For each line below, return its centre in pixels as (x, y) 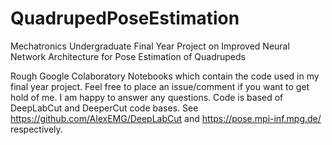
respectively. (36, 129)
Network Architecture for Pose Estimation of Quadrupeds (128, 56)
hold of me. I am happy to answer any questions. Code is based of (147, 97)
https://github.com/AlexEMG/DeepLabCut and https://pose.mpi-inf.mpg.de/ (166, 118)
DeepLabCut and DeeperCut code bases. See (104, 108)
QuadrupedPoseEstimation (125, 18)
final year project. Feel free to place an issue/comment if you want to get (160, 86)
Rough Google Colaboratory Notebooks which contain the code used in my (165, 76)
